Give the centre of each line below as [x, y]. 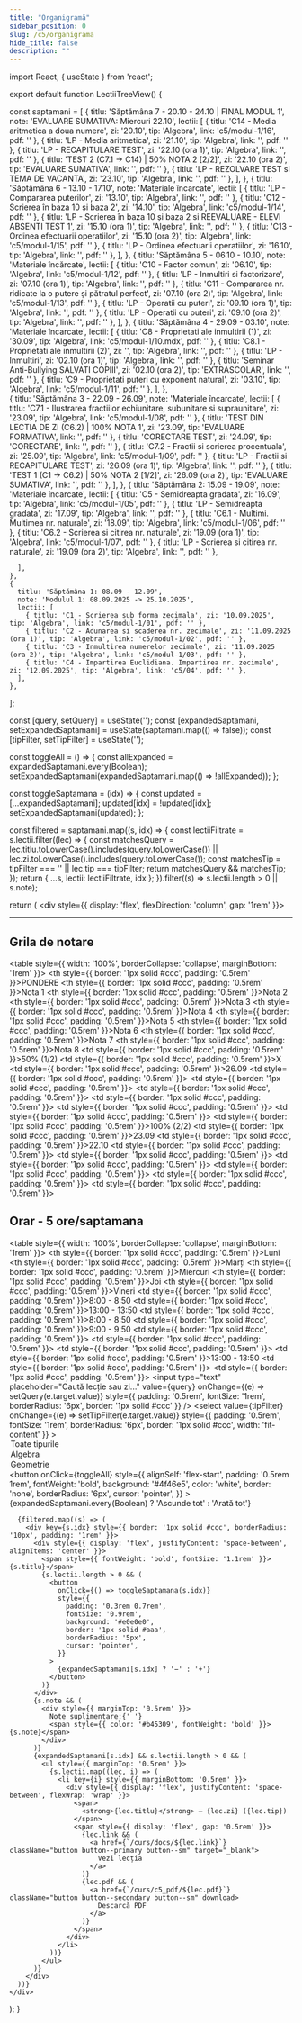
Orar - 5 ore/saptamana [76, 1221]
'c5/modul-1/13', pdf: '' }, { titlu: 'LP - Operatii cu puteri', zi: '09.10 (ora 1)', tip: [151, 303]
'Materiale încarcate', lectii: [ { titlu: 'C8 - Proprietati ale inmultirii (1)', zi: [141, 332]
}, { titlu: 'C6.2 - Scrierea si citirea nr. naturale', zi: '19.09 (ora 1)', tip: [134, 533]
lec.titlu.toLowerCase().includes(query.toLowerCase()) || [114, 849]
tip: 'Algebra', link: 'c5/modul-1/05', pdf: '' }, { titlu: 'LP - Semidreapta [136, 504]
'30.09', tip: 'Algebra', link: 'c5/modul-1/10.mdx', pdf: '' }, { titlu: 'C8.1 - [138, 341]
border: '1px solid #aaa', [116, 1630]
